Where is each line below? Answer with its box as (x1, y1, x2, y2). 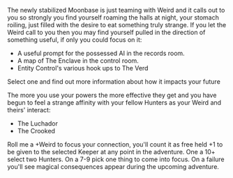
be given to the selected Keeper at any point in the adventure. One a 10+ (7, 148, 216, 156)
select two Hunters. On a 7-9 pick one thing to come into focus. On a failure (7, 155, 225, 163)
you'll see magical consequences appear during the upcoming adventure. (7, 163, 220, 170)
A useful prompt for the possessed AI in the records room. (17, 49, 185, 57)
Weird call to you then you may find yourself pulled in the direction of (7, 28, 206, 36)
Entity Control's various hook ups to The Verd (17, 64, 149, 72)
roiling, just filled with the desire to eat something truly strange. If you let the (7, 21, 227, 29)
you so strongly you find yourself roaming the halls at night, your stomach (7, 13, 220, 22)
